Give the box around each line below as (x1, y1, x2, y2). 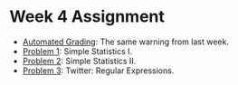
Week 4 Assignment (9, 6, 166, 27)
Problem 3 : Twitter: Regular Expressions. (22, 65, 175, 76)
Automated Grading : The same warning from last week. (22, 36, 229, 47)
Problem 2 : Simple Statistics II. (22, 55, 137, 66)
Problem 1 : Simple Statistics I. (22, 45, 133, 56)
